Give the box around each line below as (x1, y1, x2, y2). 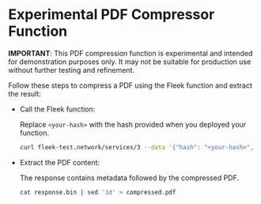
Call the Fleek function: (19, 104, 96, 114)
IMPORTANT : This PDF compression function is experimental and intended (8, 48, 253, 58)
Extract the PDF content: (19, 157, 100, 167)
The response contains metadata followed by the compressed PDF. (19, 172, 240, 183)
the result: (8, 89, 42, 98)
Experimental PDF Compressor (8, 6, 215, 24)
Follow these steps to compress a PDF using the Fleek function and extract (8, 81, 253, 90)
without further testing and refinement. (8, 65, 134, 74)
